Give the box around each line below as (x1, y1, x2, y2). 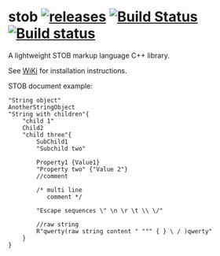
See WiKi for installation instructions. (8, 65, 127, 75)
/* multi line (36, 186, 82, 194)
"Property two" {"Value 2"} (36, 165, 128, 173)
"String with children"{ (8, 110, 90, 118)
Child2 (22, 124, 44, 132)
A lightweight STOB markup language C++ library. (8, 50, 170, 60)
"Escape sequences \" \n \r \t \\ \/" (36, 206, 163, 214)
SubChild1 (36, 138, 68, 146)
